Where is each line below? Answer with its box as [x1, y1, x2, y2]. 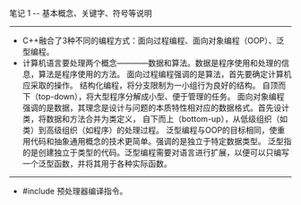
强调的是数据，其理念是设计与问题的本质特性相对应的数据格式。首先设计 [21, 102, 289, 113]
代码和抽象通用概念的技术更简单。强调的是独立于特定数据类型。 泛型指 [30, 136, 292, 146]
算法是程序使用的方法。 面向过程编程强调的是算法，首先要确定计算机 [38, 69, 292, 79]
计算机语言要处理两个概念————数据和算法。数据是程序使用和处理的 [21, 57, 282, 68]
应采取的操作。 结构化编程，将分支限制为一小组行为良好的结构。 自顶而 [21, 80, 287, 90]
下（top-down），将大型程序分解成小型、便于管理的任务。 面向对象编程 [21, 91, 285, 101]
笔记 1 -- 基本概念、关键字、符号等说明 [9, 8, 152, 18]
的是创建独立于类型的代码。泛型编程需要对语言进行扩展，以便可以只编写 [21, 147, 289, 158]
